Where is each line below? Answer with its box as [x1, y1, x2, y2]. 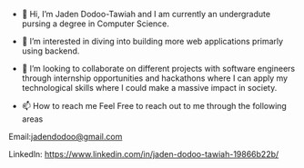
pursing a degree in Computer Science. [21, 18, 170, 29]
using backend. [21, 45, 80, 56]
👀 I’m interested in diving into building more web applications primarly [21, 36, 284, 46]
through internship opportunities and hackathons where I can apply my [21, 73, 289, 84]
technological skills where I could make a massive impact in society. [21, 83, 278, 93]
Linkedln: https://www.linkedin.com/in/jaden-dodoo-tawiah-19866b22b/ [8, 149, 279, 159]
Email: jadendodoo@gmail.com [8, 132, 123, 142]
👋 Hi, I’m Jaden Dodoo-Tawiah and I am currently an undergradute [21, 9, 270, 19]
